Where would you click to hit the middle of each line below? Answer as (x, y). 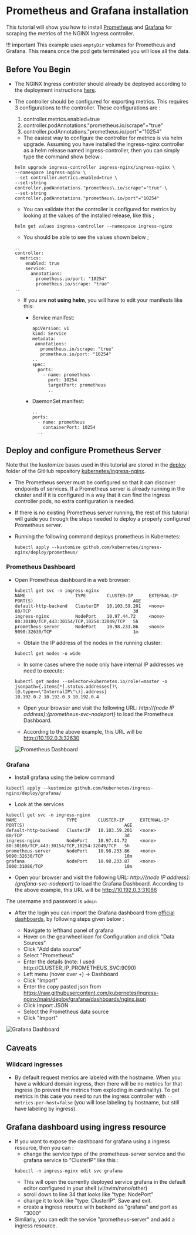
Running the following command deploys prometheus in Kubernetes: (97, 536)
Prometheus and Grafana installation (97, 11)
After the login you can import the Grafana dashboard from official (94, 913)
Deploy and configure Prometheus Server (84, 450)
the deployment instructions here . (55, 90)
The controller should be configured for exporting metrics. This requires (102, 101)
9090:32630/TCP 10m (69, 856)
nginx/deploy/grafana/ (34, 793)
